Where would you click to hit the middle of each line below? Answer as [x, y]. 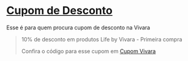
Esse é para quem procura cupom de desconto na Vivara [78, 27]
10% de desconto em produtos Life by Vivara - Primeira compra [102, 39]
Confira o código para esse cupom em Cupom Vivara [88, 51]
